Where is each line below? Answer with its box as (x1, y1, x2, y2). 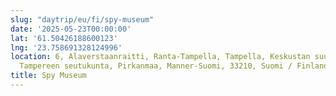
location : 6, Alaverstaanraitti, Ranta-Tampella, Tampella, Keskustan (10, 52, 311, 62)
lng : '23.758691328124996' (10, 42, 123, 53)
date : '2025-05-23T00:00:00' (10, 24, 132, 34)
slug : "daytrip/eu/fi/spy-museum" (10, 14, 155, 25)
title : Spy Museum (10, 71, 87, 81)
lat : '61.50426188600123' (10, 33, 118, 43)
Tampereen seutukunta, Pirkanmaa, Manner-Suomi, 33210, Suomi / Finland (19, 61, 329, 71)
